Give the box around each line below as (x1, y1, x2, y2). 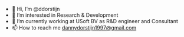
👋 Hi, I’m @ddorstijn (11, 6, 60, 12)
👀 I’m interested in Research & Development (11, 12, 119, 18)
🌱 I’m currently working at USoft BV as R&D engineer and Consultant (11, 18, 179, 24)
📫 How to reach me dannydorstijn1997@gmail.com (11, 24, 137, 31)
